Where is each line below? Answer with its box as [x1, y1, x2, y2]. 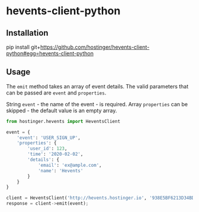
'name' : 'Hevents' [37, 167, 84, 173]
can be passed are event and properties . [6, 89, 107, 96]
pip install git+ [6, 43, 41, 50]
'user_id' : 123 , [27, 145, 68, 152]
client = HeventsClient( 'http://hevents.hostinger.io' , [6, 195, 147, 201]
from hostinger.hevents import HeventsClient [6, 118, 120, 124]
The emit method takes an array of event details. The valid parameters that [6, 83, 189, 90]
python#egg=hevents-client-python [6, 50, 94, 57]
